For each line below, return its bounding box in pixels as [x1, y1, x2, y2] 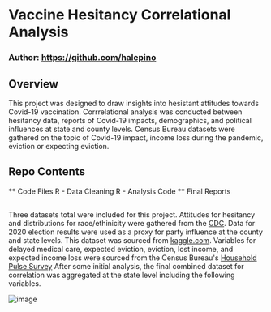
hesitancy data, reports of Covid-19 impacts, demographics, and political [8, 115, 252, 125]
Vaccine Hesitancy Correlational [8, 6, 231, 24]
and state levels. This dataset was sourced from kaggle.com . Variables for [8, 236, 256, 246]
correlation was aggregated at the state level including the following [8, 270, 235, 280]
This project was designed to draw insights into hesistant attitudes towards [8, 98, 260, 108]
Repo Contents [8, 165, 85, 179]
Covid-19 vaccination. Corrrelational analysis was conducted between [8, 107, 243, 117]
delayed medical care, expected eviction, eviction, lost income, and [8, 245, 234, 254]
